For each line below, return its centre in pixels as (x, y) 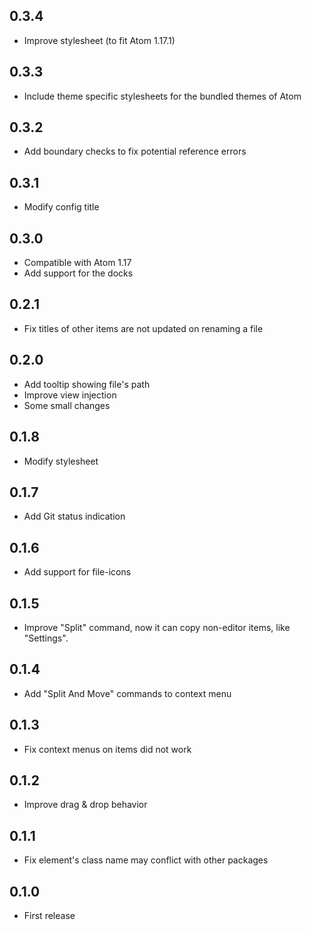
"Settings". (46, 638)
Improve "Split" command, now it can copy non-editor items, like (157, 627)
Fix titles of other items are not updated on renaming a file (143, 328)
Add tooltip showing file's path (87, 384)
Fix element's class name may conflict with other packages (146, 860)
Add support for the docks (78, 273)
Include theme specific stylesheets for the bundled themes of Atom (162, 96)
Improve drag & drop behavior (85, 805)
